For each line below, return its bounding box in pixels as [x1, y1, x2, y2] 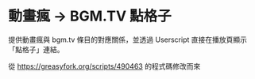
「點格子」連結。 [8, 44, 64, 54]
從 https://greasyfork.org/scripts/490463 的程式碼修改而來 [8, 61, 201, 71]
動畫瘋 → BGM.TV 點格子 [8, 7, 172, 25]
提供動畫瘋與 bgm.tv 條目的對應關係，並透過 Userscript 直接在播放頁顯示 [8, 35, 248, 44]
